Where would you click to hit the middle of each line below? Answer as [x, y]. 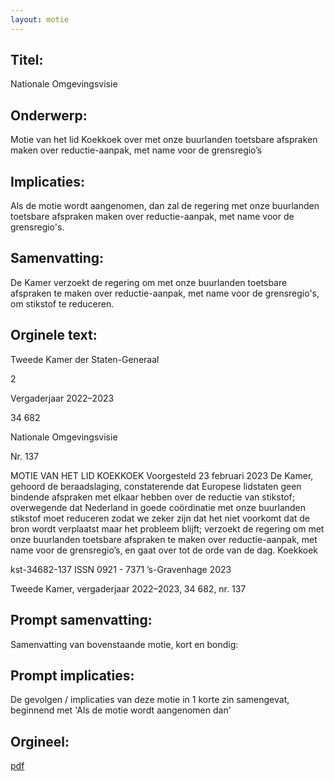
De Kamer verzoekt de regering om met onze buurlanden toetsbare [149, 282]
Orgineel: [40, 741]
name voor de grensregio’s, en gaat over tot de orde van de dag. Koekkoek [164, 550]
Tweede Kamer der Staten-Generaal [85, 359]
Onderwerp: [49, 115]
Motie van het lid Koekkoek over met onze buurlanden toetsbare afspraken [164, 140]
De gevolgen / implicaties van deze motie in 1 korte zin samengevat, [150, 700]
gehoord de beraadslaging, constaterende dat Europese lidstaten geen [156, 486]
